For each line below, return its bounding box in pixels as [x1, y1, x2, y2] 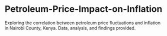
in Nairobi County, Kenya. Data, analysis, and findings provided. [4, 25, 136, 31]
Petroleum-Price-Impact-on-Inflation [4, 3, 162, 15]
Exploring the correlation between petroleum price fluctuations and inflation [4, 20, 161, 26]
